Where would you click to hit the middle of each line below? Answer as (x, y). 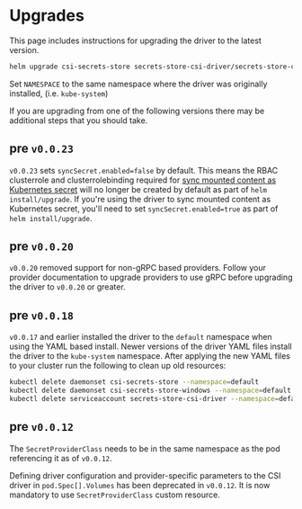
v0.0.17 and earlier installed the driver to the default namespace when (141, 337)
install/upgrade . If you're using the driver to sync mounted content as (140, 199)
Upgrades (47, 16)
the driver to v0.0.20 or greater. (67, 287)
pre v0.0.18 (41, 315)
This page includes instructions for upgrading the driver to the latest (136, 40)
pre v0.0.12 (41, 427)
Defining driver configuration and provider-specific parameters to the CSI (145, 475)
